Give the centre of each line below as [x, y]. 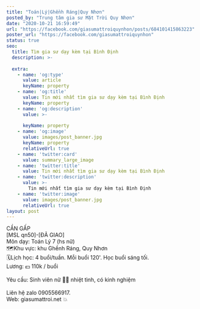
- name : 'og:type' [41, 75]
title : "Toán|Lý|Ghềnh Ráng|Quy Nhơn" [55, 12]
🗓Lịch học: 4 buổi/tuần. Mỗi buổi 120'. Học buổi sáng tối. [78, 258]
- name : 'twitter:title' [49, 166]
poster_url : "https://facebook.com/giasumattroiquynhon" [80, 35]
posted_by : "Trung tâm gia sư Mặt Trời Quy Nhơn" [71, 18]
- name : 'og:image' [42, 132]
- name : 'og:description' [50, 109]
